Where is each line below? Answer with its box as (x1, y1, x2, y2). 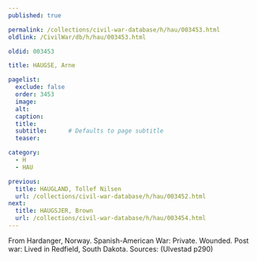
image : (15, 98, 37, 106)
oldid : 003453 (8, 47, 55, 55)
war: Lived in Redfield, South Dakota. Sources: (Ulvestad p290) (8, 244, 214, 253)
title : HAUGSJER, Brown (15, 207, 93, 215)
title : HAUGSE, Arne (8, 62, 76, 69)
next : (8, 199, 26, 207)
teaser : (15, 135, 41, 143)
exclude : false (15, 84, 65, 91)
